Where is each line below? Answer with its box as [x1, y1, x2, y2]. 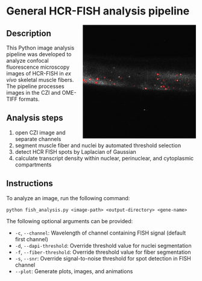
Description [6, 28, 51, 39]
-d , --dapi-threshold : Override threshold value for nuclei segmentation [14, 242, 192, 249]
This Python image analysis [6, 44, 75, 51]
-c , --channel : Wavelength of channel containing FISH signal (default [14, 229, 186, 236]
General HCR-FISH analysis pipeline [6, 4, 190, 18]
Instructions [6, 178, 53, 189]
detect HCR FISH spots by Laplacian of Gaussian [14, 148, 137, 155]
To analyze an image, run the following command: [6, 194, 130, 201]
